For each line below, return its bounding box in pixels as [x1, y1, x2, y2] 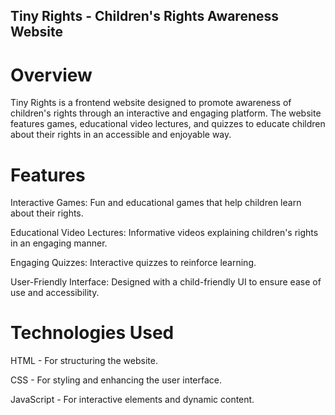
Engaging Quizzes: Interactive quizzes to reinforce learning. [10, 257, 257, 269]
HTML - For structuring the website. [10, 355, 158, 367]
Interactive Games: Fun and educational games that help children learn [10, 197, 302, 209]
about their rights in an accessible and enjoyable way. [10, 129, 232, 141]
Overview [10, 64, 93, 86]
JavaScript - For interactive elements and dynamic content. [10, 394, 255, 406]
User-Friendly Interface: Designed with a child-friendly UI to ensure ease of [10, 276, 322, 288]
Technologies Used [10, 322, 175, 344]
